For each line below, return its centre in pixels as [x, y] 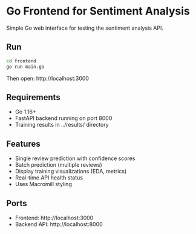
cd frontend [21, 61]
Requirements [33, 97]
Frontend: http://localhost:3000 [54, 218]
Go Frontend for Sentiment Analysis [98, 11]
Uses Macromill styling [44, 184]
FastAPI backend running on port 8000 [64, 118]
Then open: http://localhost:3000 [48, 78]
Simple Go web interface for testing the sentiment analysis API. [85, 28]
